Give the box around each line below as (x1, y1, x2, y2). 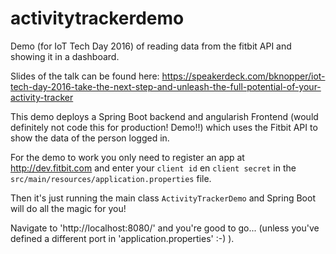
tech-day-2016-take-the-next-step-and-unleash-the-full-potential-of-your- (10, 80, 322, 92)
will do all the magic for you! (10, 202, 127, 214)
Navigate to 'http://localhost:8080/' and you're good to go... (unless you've (10, 222, 320, 234)
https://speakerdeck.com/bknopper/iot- (161, 70, 326, 82)
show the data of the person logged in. (10, 132, 170, 144)
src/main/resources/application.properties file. (10, 172, 212, 184)
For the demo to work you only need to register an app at (10, 151, 245, 163)
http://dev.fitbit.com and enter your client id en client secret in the (10, 162, 297, 174)
